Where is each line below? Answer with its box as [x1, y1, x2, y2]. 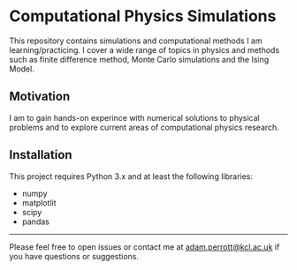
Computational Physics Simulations [9, 6, 277, 26]
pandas [21, 216, 50, 227]
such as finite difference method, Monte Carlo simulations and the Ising [9, 54, 270, 64]
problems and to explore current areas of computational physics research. [9, 122, 280, 132]
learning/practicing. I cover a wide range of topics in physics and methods [9, 44, 280, 55]
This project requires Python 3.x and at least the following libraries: [9, 170, 254, 182]
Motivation [9, 89, 71, 104]
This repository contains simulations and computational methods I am [9, 35, 263, 46]
